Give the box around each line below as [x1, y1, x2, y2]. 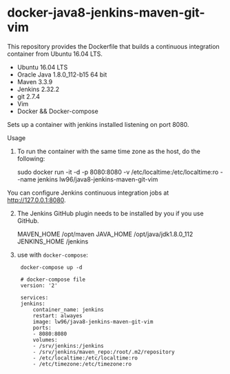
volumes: [32, 336, 58, 343]
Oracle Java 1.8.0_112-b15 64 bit [17, 70, 107, 79]
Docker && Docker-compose [17, 107, 98, 115]
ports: [32, 324, 52, 331]
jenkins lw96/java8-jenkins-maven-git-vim [37, 175, 158, 184]
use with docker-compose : [17, 250, 88, 259]
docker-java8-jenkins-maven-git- [7, 5, 205, 21]
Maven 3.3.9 [17, 77, 53, 86]
